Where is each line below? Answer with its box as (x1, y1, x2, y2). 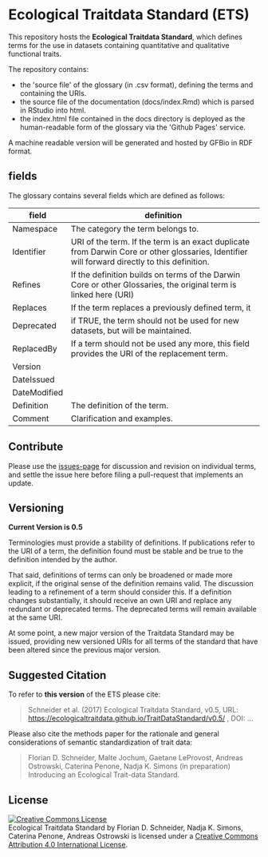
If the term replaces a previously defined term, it (70, 302, 251, 313)
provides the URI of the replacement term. (70, 347, 228, 359)
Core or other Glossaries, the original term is (70, 279, 237, 290)
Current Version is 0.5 (8, 522, 83, 532)
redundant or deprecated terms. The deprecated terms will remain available (8, 605, 257, 614)
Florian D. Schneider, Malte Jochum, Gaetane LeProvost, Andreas (27, 753, 243, 763)
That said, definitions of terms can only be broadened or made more (8, 570, 233, 580)
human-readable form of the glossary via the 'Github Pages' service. (19, 122, 246, 132)
